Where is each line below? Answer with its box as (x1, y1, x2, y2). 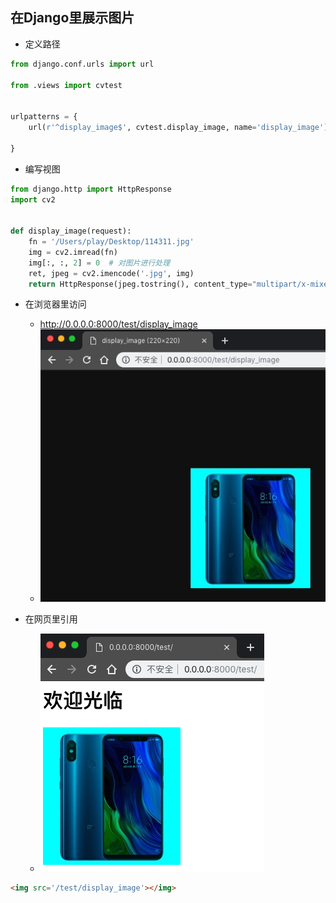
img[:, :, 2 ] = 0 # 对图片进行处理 (28, 258, 171, 268)
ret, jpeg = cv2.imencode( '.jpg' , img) (28, 268, 195, 278)
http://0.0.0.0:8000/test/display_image (39, 318, 198, 330)
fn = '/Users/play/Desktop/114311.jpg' (28, 237, 195, 247)
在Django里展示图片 (10, 9, 135, 27)
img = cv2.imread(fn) (28, 247, 118, 257)
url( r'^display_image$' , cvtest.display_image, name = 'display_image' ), (28, 123, 333, 133)
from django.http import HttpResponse (10, 184, 172, 194)
